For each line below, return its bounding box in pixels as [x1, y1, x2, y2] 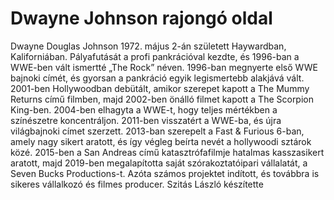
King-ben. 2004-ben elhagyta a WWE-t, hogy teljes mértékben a [10, 103, 278, 116]
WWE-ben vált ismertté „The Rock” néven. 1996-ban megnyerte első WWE [10, 61, 318, 73]
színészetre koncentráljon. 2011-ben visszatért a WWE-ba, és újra [10, 114, 282, 126]
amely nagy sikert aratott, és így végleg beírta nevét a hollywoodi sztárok [10, 135, 312, 147]
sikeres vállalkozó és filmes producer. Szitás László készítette [10, 178, 264, 190]
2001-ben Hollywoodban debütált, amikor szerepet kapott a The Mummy [10, 82, 310, 94]
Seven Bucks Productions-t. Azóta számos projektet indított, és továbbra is [10, 167, 320, 179]
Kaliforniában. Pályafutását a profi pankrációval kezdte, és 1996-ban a [10, 50, 300, 62]
